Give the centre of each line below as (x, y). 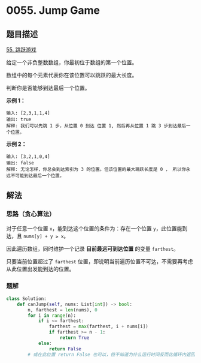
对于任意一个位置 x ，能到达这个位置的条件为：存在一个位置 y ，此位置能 (94, 228)
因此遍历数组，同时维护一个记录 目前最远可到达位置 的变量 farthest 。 (93, 248)
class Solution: (26, 298)
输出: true (19, 119)
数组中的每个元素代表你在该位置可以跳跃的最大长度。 (72, 75)
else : (45, 343)
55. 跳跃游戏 (22, 49)
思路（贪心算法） (31, 214)
